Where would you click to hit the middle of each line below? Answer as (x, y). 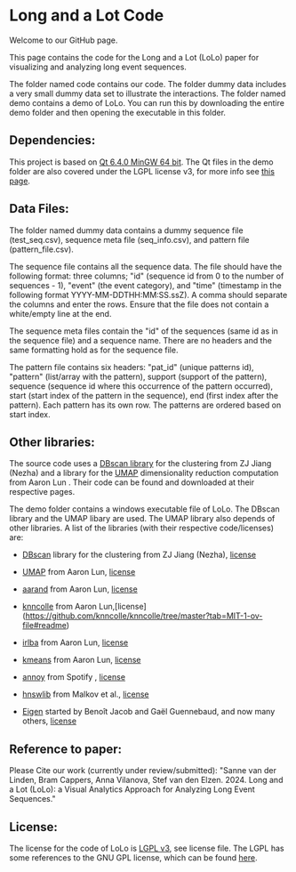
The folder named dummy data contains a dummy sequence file (126, 230)
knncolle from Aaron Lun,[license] (84, 607)
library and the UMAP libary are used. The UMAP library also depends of (142, 519)
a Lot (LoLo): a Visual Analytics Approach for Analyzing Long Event (132, 789)
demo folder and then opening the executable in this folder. (118, 112)
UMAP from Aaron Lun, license (79, 572)
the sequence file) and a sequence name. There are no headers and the (141, 340)
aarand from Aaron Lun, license (80, 589)
